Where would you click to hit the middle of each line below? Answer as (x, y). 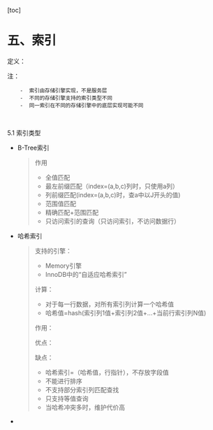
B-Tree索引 (33, 148)
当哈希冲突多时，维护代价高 (85, 407)
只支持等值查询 (67, 399)
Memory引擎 (64, 266)
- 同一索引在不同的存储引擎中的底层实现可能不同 (82, 105)
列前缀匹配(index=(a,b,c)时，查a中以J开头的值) (113, 194)
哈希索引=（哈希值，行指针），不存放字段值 (107, 372)
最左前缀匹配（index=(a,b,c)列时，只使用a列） (112, 186)
